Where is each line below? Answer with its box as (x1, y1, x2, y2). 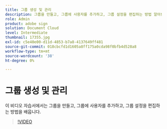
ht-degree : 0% (5, 58, 35, 63)
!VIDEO (17, 119, 32, 125)
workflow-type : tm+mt (5, 49, 50, 54)
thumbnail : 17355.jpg (5, 35, 50, 40)
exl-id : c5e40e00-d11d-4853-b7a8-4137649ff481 (5, 40, 103, 45)
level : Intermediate (5, 30, 48, 35)
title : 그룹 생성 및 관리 (5, 7, 52, 12)
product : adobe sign (5, 21, 48, 26)
